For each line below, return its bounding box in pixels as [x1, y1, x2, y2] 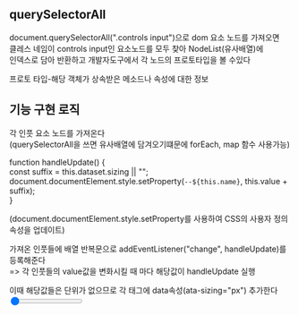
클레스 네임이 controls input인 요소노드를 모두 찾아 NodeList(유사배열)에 [9, 43, 264, 54]
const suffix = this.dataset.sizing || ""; [9, 166, 149, 177]
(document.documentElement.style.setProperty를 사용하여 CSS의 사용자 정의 [9, 213, 289, 224]
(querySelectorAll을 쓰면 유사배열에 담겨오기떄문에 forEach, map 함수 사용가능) [9, 139, 291, 149]
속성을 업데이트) [9, 224, 65, 235]
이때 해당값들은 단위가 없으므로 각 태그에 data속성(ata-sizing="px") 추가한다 [9, 285, 278, 295]
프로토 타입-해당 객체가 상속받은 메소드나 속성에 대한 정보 [9, 73, 209, 84]
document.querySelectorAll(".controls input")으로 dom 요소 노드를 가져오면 [9, 31, 280, 43]
